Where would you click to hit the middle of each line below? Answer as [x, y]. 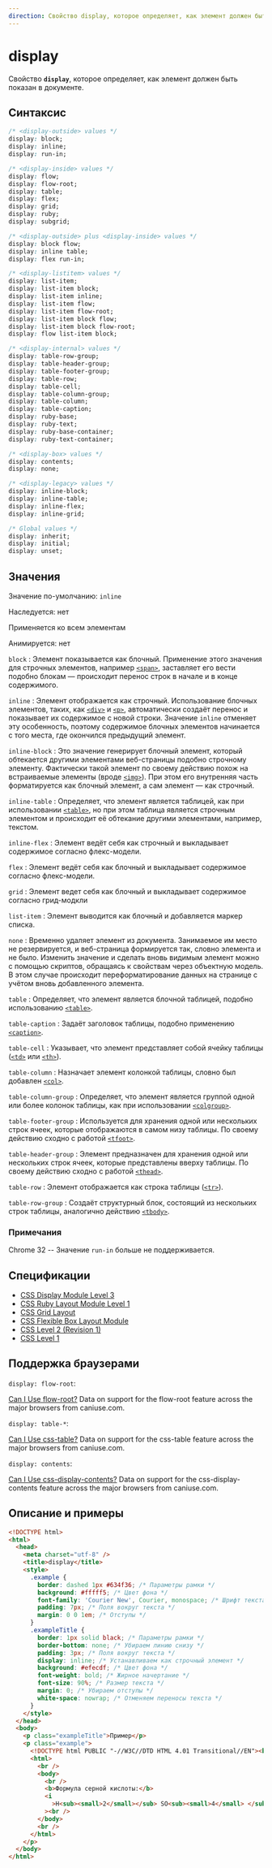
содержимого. [34, 685]
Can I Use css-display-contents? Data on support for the [102, 1479]
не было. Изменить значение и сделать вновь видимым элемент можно [134, 957]
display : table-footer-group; [59, 371]
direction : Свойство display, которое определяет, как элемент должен [130, 16]
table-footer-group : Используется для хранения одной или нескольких [133, 1121]
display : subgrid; [39, 222]
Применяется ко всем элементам [67, 627]
